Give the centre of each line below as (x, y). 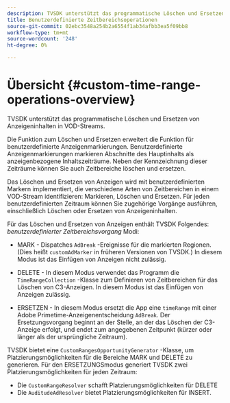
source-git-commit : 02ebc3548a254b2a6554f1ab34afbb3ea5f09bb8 (98, 26)
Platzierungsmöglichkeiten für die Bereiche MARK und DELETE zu (100, 357)
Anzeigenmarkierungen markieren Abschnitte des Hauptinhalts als (101, 154)
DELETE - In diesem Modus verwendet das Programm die (98, 272)
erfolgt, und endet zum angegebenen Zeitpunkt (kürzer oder (127, 329)
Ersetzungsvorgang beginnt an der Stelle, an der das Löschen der (110, 322)
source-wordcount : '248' (42, 39)
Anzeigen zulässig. (43, 294)
